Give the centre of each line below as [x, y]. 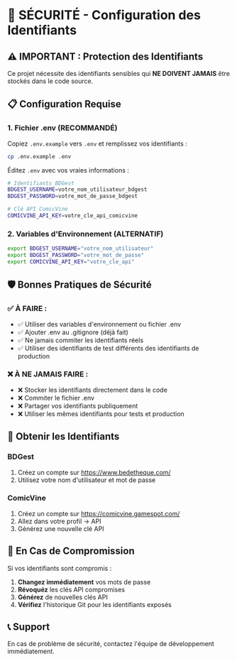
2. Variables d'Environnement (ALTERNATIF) [86, 234]
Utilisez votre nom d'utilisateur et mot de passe [87, 480]
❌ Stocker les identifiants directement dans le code [93, 390]
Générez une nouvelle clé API [61, 528]
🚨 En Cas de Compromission [71, 551]
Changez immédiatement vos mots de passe [84, 581]
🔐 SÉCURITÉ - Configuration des [104, 15]
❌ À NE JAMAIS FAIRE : [48, 374]
